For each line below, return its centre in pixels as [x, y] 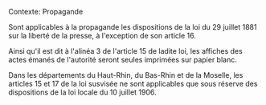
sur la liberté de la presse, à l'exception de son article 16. [102, 36]
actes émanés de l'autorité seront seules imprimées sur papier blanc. [123, 60]
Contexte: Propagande [46, 12]
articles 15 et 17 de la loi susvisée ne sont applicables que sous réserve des [133, 84]
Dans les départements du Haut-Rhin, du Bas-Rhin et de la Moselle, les [126, 75]
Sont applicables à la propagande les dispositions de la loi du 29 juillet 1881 [133, 27]
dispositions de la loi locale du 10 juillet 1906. [82, 92]
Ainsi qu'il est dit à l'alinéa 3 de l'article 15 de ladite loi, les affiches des [125, 51]
